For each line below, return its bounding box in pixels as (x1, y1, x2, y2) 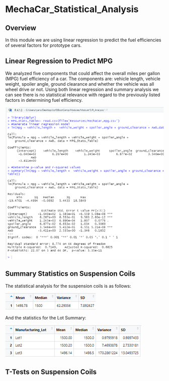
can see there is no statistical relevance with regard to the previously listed (5, 92, 160, 98)
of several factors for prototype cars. (5, 42, 82, 48)
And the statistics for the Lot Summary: (5, 314, 87, 321)
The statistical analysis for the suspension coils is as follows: (5, 283, 131, 289)
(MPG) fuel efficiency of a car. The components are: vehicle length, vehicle (5, 76, 161, 82)
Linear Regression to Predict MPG (5, 57, 113, 66)
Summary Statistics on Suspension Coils (5, 270, 136, 278)
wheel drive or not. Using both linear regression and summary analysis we (5, 86, 159, 92)
